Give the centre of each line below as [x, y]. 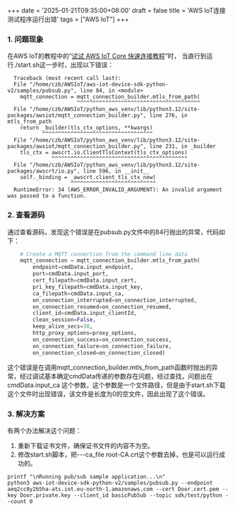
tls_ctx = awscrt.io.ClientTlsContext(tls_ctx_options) [104, 153]
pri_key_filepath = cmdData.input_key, [88, 287]
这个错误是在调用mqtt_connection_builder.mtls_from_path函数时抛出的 [109, 367]
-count [17, 501]
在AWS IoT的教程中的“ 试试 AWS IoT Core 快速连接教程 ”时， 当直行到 [107, 56]
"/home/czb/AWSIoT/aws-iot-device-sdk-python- [99, 85]
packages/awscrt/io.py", [44, 171]
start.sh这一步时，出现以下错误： [66, 65]
